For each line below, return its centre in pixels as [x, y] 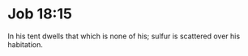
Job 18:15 [40, 14]
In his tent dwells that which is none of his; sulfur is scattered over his [124, 36]
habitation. [26, 44]
